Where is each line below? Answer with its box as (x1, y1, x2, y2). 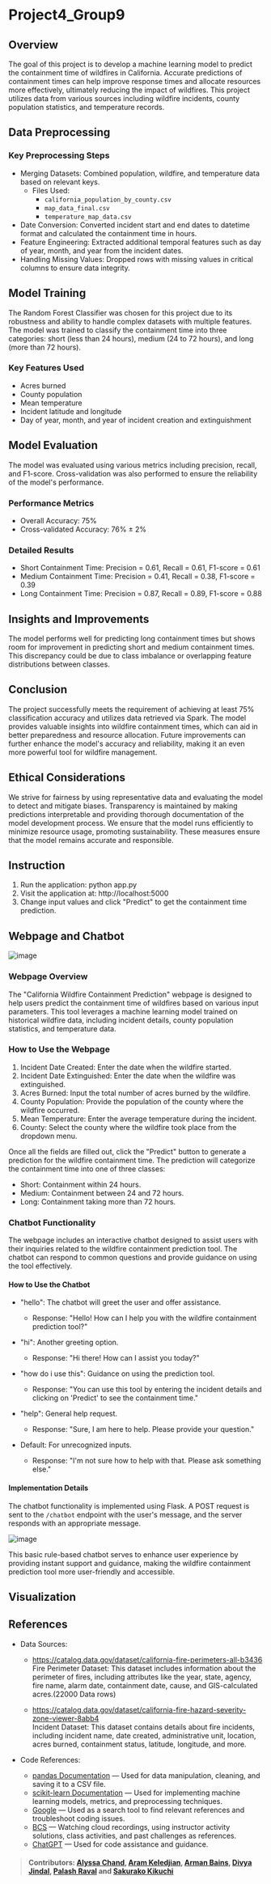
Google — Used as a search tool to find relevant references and (32, 1805, 245, 1814)
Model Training (8, 286, 87, 300)
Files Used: (32, 185, 70, 195)
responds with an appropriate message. (8, 1518, 142, 1528)
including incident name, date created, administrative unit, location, (32, 1730, 256, 1740)
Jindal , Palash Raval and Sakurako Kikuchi (28, 1866, 174, 1876)
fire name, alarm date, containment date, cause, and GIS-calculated (32, 1680, 258, 1690)
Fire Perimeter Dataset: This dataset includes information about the (32, 1663, 256, 1673)
